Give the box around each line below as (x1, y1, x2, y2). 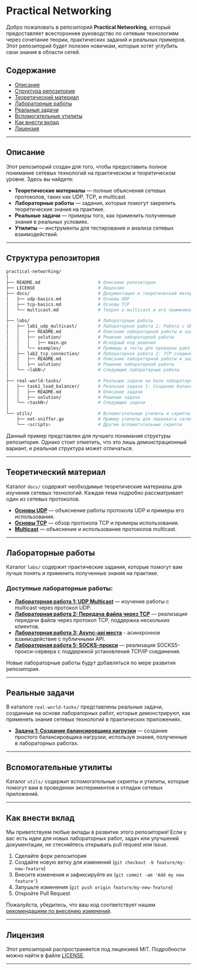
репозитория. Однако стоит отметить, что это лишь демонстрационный (6, 438, 187, 445)
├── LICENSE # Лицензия (6, 285, 125, 291)
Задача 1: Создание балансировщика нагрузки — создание (14, 727, 168, 734)
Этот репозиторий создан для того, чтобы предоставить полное (6, 163, 167, 170)
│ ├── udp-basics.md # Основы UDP (6, 296, 130, 302)
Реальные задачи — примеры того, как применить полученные (14, 212, 176, 219)
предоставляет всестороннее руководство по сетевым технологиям (6, 29, 179, 36)
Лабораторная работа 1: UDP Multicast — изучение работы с (14, 598, 169, 605)
